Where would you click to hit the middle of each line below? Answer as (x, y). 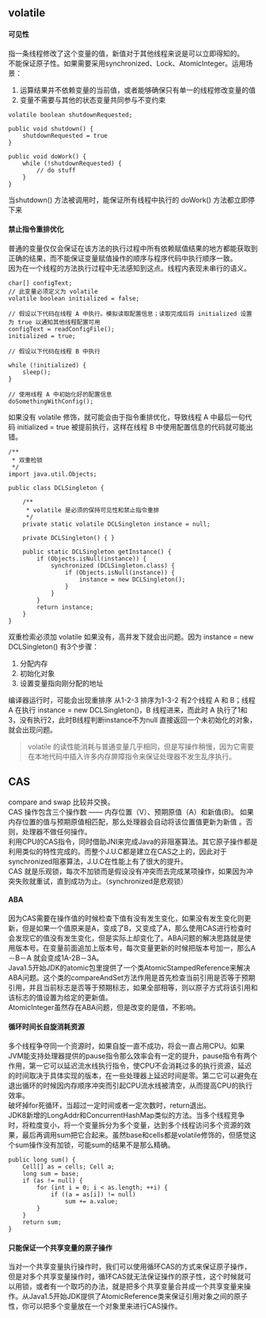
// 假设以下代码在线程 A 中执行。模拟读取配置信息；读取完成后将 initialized (123, 313)
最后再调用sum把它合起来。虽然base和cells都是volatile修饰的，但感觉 (136, 1135)
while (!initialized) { (47, 365)
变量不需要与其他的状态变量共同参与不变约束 (93, 100)
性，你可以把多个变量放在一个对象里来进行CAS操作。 (95, 1306)
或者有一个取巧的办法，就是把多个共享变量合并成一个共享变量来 (139, 1286)
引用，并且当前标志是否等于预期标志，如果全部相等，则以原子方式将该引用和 (133, 987)
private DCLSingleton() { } (68, 537)
